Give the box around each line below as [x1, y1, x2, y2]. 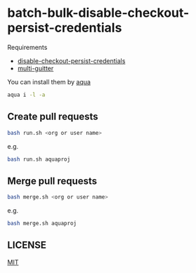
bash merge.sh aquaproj [7, 220, 77, 227]
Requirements [7, 43, 48, 51]
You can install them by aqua [7, 77, 91, 86]
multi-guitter [17, 64, 54, 72]
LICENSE [7, 239, 47, 251]
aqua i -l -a [7, 91, 46, 98]
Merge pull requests [7, 175, 97, 187]
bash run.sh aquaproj [7, 156, 71, 163]
